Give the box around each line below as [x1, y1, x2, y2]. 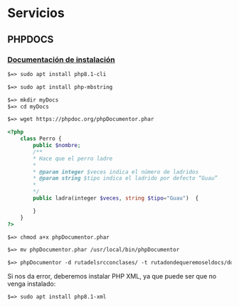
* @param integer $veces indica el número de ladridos [33, 168, 199, 176]
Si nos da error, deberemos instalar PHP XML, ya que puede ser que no [7, 272, 217, 281]
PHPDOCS [7, 33, 54, 45]
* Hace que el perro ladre [33, 155, 113, 162]
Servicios [7, 5, 65, 21]
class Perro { [20, 135, 62, 143]
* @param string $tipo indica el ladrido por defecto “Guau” [33, 175, 218, 182]
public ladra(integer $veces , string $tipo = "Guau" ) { [33, 195, 199, 202]
